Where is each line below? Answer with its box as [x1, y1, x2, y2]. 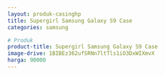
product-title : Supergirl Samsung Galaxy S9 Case [7, 44, 159, 51]
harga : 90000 [7, 56, 46, 64]
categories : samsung [7, 24, 69, 31]
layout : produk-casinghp [7, 10, 81, 18]
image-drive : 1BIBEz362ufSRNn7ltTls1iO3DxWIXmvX [7, 50, 155, 57]
